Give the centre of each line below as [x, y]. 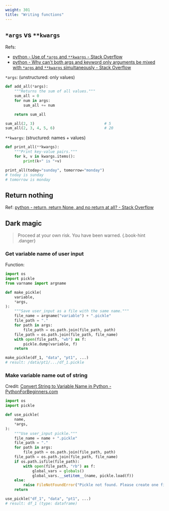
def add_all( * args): [27, 87]
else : [20, 480]
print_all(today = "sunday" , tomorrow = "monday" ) [55, 170]
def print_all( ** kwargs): [32, 147]
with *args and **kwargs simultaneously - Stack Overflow [72, 68]
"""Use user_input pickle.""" [46, 433]
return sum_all [30, 114]
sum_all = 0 [27, 96]
